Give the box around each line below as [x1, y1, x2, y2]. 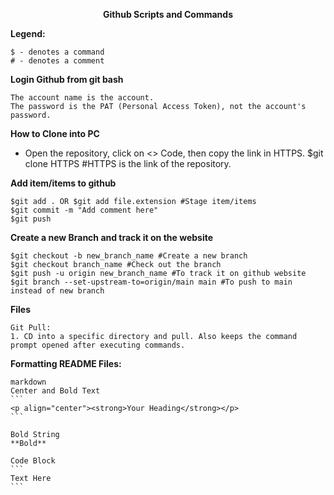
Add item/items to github [10, 177, 117, 189]
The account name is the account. [10, 93, 155, 103]
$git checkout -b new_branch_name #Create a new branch [10, 251, 248, 261]
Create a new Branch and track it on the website [10, 232, 214, 243]
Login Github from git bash [10, 74, 124, 85]
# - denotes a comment [10, 56, 105, 66]
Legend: [10, 28, 46, 39]
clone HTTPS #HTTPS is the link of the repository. [24, 158, 232, 169]
